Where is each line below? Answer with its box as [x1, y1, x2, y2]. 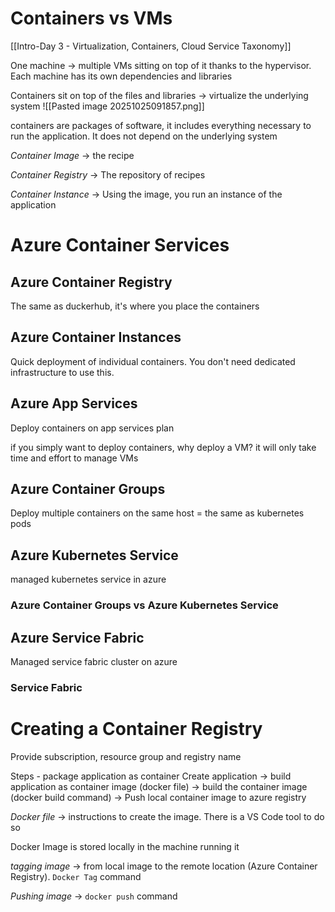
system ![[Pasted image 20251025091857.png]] [10, 100, 205, 112]
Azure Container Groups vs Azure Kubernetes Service [10, 598, 279, 612]
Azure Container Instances [10, 329, 182, 346]
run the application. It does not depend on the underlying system [10, 130, 278, 142]
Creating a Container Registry [10, 718, 263, 741]
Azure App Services [10, 395, 138, 412]
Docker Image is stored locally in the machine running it [10, 840, 240, 852]
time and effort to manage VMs [10, 452, 139, 464]
